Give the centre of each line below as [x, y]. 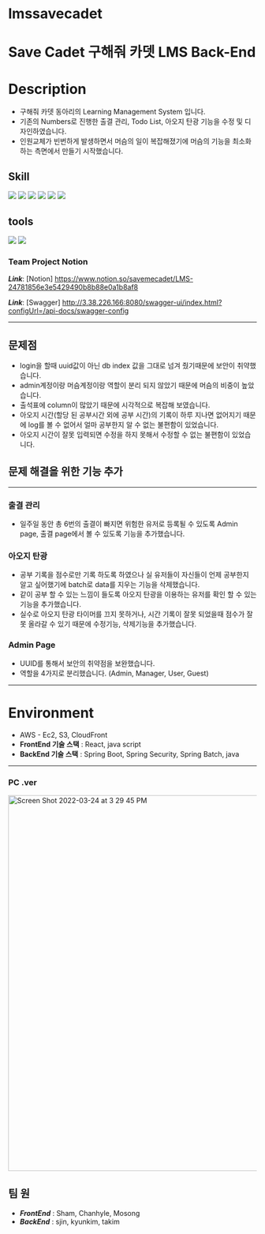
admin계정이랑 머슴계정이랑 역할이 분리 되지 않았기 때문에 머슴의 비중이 [130, 385]
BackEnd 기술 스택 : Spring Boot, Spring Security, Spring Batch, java [129, 753]
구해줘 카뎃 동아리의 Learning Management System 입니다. [112, 112]
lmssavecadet [55, 14]
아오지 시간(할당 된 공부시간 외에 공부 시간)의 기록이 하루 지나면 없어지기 [131, 415]
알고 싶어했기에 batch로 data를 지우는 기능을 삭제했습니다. [110, 585]
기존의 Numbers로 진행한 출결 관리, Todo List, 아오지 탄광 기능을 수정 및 [131, 122]
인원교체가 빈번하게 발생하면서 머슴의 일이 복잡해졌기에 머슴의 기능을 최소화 [136, 141]
